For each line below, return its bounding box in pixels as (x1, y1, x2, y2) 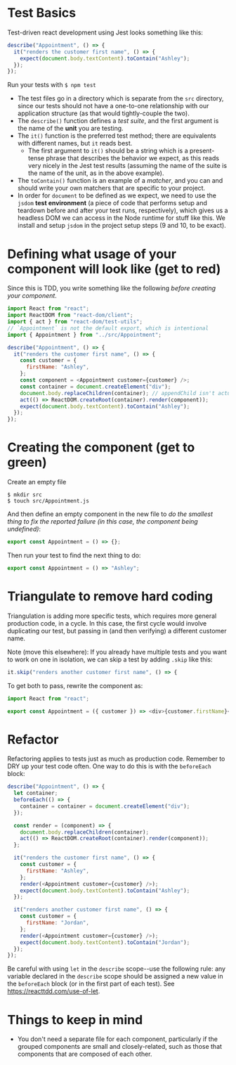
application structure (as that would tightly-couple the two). (17, 109, 190, 117)
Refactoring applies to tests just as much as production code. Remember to (7, 754, 225, 763)
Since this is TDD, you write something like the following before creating (7, 284, 216, 292)
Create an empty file (7, 478, 67, 486)
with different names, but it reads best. (17, 139, 133, 148)
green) (7, 455, 47, 470)
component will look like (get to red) (7, 261, 221, 277)
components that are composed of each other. (17, 1050, 152, 1059)
